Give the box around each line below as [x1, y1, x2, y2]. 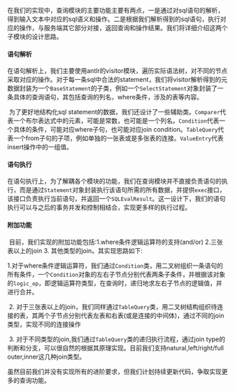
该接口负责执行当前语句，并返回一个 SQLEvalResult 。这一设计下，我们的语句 [7, 195, 226, 203]
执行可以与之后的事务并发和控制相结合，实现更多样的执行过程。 [7, 203, 191, 212]
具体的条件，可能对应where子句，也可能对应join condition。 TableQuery [13, 125, 218, 134]
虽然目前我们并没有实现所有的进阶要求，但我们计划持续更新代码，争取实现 [7, 367, 222, 376]
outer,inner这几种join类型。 [7, 352, 86, 361]
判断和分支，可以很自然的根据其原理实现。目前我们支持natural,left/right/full [7, 343, 224, 352]
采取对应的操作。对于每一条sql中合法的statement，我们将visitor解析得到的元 [7, 76, 228, 84]
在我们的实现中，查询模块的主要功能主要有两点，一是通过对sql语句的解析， [7, 6, 225, 14]
